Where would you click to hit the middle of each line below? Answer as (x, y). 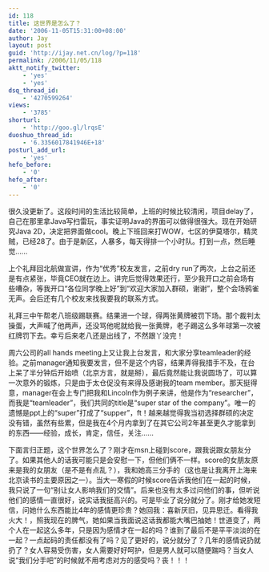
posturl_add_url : (37, 150)
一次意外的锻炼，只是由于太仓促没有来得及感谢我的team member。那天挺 (129, 383)
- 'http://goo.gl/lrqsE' (64, 128)
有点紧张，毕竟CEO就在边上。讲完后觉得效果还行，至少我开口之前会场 (131, 278)
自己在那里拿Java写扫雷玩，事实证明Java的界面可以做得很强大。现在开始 (129, 221)
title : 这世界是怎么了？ (45, 23)
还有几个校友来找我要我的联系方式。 (102, 298)
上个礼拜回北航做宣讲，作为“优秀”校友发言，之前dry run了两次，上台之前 (129, 268)
